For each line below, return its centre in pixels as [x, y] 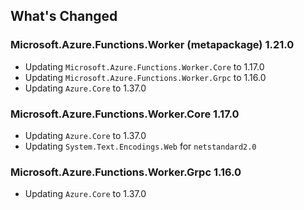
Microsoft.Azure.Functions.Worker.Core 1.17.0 [125, 114]
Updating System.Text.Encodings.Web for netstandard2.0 [140, 146]
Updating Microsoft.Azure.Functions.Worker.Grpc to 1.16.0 [145, 77]
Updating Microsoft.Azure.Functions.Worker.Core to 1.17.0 [144, 66]
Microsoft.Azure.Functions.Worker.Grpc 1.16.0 [126, 172]
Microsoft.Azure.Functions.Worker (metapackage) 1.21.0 [152, 45]
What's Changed [64, 16]
